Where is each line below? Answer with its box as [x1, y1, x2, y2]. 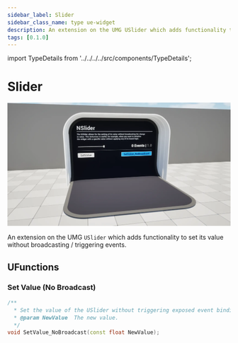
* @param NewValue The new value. [13, 314, 119, 321]
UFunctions [7, 261, 59, 273]
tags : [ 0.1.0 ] [7, 34, 50, 41]
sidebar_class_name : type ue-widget [7, 18, 115, 26]
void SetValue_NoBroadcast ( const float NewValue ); [7, 329, 160, 336]
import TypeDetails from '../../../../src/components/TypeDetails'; [7, 54, 192, 63]
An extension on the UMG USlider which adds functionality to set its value [7, 233, 224, 242]
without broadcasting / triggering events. [7, 240, 127, 249]
